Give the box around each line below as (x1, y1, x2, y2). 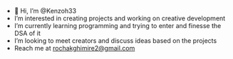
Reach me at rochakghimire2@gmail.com (14, 44, 135, 52)
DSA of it (14, 29, 41, 37)
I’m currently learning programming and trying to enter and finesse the (14, 22, 222, 29)
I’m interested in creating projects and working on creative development (14, 14, 226, 22)
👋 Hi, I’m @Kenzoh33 (14, 7, 77, 15)
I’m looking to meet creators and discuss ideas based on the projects (14, 37, 217, 45)
